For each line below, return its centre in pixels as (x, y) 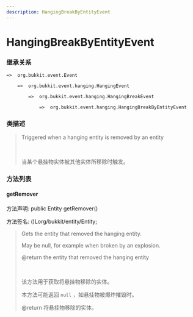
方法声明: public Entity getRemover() (52, 208)
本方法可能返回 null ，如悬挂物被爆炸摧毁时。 (79, 294)
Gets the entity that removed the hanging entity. (81, 233)
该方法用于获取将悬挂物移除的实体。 (67, 282)
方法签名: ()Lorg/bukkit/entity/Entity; (52, 221)
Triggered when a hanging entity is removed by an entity (92, 137)
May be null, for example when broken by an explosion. (91, 245)
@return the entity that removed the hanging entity (85, 257)
